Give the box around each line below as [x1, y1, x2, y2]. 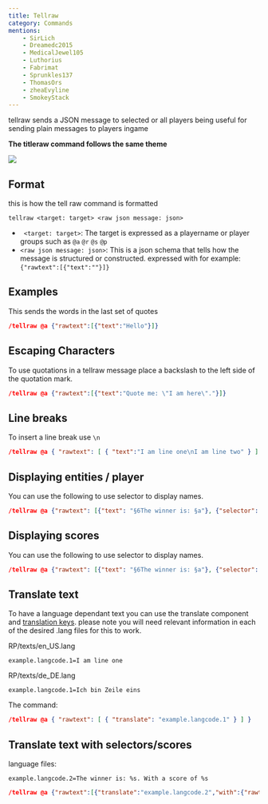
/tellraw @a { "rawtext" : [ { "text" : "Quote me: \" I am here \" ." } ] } [8, 389, 227, 397]
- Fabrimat [22, 64, 59, 72]
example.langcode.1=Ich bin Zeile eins [8, 687, 141, 695]
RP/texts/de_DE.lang [8, 671, 76, 680]
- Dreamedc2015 [22, 42, 73, 50]
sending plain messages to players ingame [8, 124, 149, 133]
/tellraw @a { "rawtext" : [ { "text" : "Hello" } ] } [8, 321, 159, 330]
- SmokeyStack [22, 94, 69, 101]
